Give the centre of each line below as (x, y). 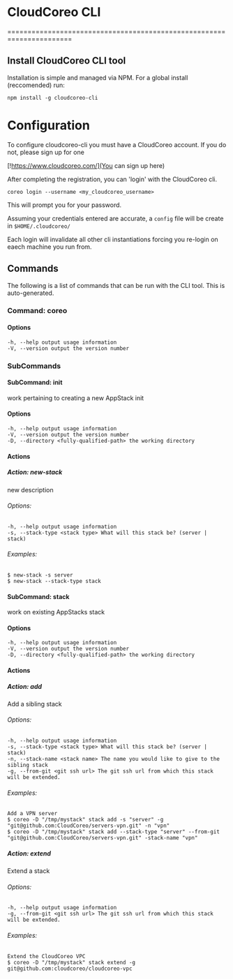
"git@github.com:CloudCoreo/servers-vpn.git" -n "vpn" (89, 826)
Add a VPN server (32, 814)
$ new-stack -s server (40, 575)
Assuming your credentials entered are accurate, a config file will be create (115, 218)
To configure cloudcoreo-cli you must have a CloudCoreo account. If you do (117, 144)
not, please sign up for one (46, 152)
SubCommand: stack (38, 596)
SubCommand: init (35, 382)
